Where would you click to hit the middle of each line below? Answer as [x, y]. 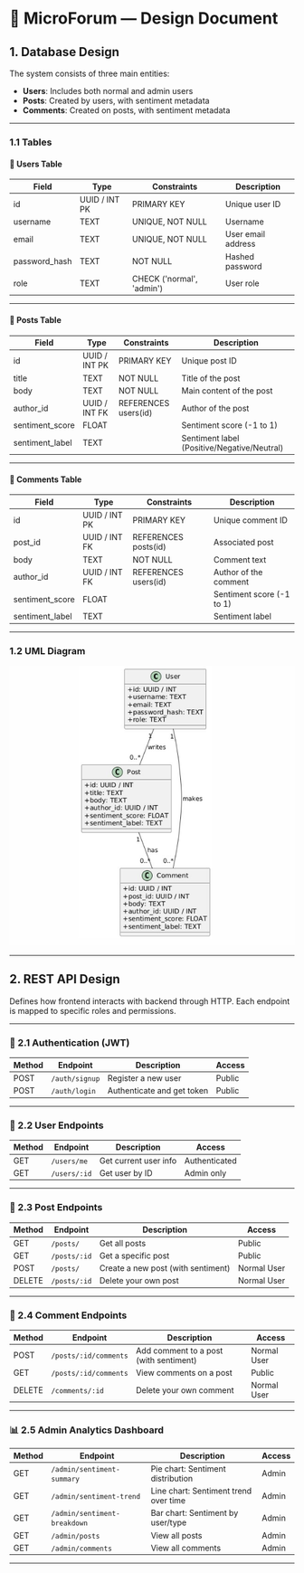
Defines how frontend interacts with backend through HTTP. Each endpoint [150, 1001]
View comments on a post [184, 1373]
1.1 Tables [31, 142]
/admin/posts [76, 1536]
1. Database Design [65, 52]
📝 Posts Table [35, 319]
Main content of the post [227, 390]
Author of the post [215, 408]
